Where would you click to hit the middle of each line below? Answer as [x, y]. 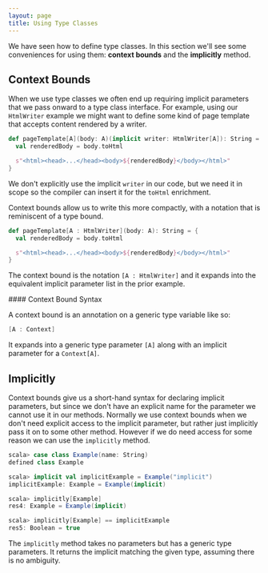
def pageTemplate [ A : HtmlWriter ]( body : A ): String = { [103, 230]
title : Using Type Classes [53, 23]
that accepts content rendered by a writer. [78, 124]
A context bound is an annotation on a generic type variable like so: [119, 315]
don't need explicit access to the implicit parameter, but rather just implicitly [133, 423]
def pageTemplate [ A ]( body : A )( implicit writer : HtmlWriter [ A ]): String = [134, 139]
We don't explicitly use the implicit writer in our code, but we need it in [125, 183]
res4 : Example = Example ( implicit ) [68, 506]
